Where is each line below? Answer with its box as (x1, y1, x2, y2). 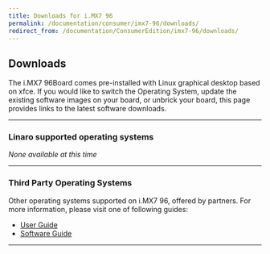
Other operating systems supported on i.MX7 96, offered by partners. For (8, 195, 252, 206)
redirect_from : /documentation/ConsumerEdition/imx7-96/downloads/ (8, 27, 239, 35)
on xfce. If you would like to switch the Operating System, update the (8, 86, 237, 97)
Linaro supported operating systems (8, 131, 154, 143)
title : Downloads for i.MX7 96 (8, 11, 113, 20)
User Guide (19, 219, 58, 230)
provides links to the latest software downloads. (8, 104, 167, 114)
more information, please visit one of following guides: (8, 204, 189, 214)
